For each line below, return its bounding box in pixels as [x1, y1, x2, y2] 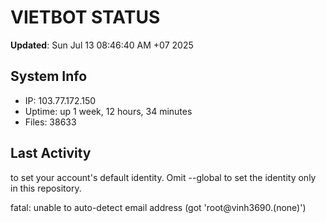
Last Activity [10, 145, 92, 162]
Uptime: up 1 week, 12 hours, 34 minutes [24, 105, 193, 117]
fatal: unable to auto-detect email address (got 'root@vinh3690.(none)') [10, 201, 307, 213]
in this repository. [10, 182, 82, 194]
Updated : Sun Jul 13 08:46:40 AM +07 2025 [10, 39, 194, 51]
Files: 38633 [24, 116, 77, 128]
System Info [10, 68, 88, 85]
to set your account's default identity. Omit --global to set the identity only [10, 171, 317, 183]
